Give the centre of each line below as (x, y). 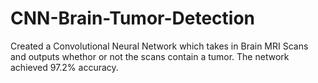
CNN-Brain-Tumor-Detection (133, 18)
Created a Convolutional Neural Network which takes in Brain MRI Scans (159, 46)
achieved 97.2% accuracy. (64, 67)
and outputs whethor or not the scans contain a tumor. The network (150, 56)
